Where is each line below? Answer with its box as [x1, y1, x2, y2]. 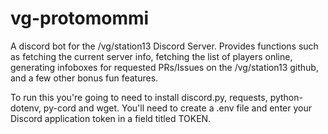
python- [269, 91, 303, 103]
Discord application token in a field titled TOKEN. [10, 112, 212, 124]
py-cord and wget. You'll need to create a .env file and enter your [43, 102, 312, 114]
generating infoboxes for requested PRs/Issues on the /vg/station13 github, [10, 61, 319, 73]
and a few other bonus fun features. [10, 72, 159, 84]
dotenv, [10, 102, 42, 114]
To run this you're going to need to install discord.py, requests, [10, 91, 268, 103]
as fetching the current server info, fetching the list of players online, [10, 50, 293, 62]
